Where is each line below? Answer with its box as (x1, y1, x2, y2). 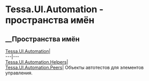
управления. (5, 70, 33, 76)
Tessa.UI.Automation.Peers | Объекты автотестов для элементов (5, 65, 144, 70)
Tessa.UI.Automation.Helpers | (5, 59, 68, 65)
